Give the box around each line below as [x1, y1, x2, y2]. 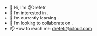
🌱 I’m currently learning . [9, 15, 59, 20]
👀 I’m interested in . [9, 10, 48, 16]
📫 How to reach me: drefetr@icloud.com [9, 26, 92, 31]
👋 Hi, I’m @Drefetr [9, 5, 46, 10]
